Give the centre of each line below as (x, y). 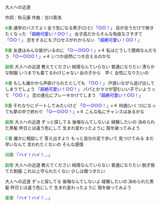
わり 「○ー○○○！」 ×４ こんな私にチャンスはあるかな (89, 111)
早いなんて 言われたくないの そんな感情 (44, 144)
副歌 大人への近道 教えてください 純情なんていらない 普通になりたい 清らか (80, 67)
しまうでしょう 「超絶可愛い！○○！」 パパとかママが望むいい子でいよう (78, 89)
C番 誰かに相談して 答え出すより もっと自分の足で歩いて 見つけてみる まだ (80, 138)
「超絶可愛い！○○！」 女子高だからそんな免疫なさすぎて (85, 34)
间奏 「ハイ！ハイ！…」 (29, 155)
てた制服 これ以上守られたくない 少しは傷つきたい (55, 171)
